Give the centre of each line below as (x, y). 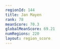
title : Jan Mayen (23, 15)
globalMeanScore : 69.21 (30, 29)
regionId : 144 (20, 10)
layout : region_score (28, 39)
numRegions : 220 (22, 34)
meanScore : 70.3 (22, 24)
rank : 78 (14, 19)
